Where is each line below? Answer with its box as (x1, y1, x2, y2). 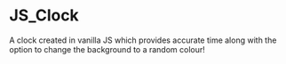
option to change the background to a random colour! (9, 44, 206, 54)
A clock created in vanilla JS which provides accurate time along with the (9, 35, 277, 45)
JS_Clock (9, 5, 80, 26)
